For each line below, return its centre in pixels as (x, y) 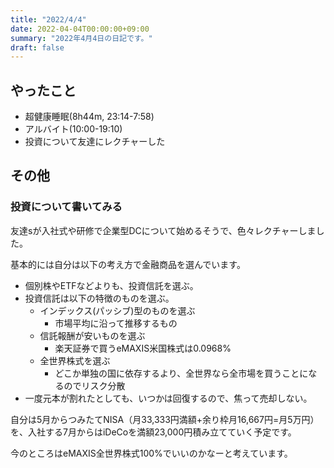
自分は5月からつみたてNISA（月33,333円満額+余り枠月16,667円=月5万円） (165, 419)
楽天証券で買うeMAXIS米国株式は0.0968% (143, 348)
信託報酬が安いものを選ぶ (92, 335)
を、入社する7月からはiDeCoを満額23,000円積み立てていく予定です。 (153, 432)
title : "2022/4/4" (48, 19)
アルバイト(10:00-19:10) (73, 129)
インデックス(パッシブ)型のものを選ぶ (117, 310)
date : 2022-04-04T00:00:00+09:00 (80, 29)
